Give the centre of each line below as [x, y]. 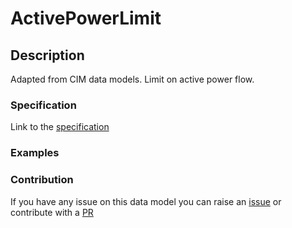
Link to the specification [60, 127]
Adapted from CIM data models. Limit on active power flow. [132, 79]
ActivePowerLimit [86, 18]
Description [47, 55]
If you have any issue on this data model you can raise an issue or [146, 201]
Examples [35, 153]
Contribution [42, 180]
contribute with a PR [52, 212]
